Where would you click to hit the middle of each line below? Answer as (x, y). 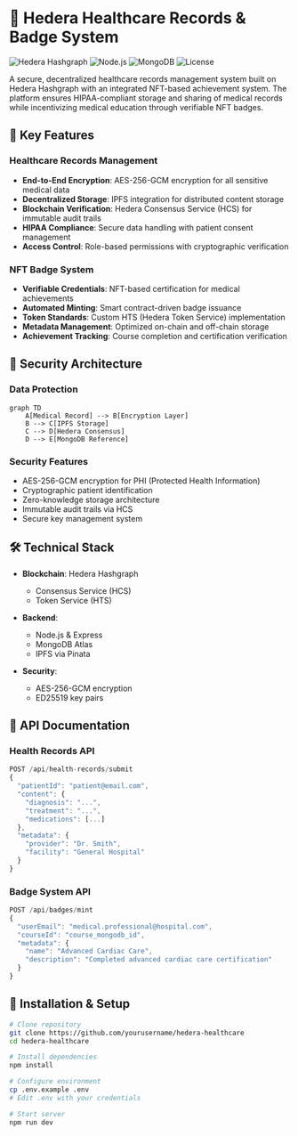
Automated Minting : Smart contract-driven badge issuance (132, 307)
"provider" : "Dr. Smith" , (73, 844)
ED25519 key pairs (69, 697)
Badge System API (50, 891)
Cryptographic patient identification (87, 490)
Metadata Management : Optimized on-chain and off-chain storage (145, 326)
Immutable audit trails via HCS (77, 509)
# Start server (37, 1114)
